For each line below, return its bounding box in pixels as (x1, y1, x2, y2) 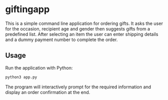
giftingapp (5, 4, 50, 15)
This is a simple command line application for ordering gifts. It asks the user (5, 20, 163, 26)
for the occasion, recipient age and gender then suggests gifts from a (5, 25, 150, 31)
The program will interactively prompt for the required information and (5, 84, 151, 90)
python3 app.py (5, 75, 37, 80)
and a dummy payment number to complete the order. (5, 37, 118, 43)
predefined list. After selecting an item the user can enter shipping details (5, 31, 158, 37)
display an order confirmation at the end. (5, 89, 91, 95)
